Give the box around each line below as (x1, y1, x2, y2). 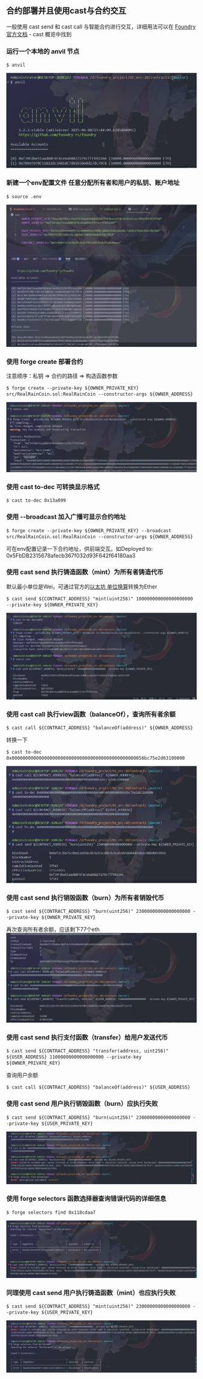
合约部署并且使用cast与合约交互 (6, 5, 127, 16)
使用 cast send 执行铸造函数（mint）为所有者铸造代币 (6, 568, 164, 576)
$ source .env (6, 193, 42, 200)
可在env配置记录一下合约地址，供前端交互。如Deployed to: (6, 545, 153, 552)
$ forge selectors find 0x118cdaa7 (6, 1210, 96, 1216)
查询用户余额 (6, 1071, 38, 1079)
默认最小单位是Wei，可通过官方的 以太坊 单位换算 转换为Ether (6, 583, 158, 590)
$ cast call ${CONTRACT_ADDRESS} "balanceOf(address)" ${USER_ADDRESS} (6, 1084, 190, 1091)
